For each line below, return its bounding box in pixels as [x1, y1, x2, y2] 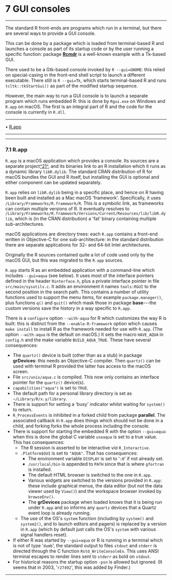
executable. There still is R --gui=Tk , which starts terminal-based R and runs [5, 77, 166, 83]
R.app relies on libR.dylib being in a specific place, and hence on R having [5, 189, 164, 196]
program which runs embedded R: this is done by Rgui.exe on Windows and [5, 98, 165, 104]
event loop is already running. [28, 510, 91, 516]
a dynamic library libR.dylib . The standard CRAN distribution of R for [5, 168, 153, 175]
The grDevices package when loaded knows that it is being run [28, 499, 162, 505]
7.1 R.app [5, 146, 28, 153]
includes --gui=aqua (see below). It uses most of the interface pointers [5, 272, 154, 279]
